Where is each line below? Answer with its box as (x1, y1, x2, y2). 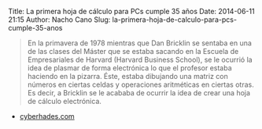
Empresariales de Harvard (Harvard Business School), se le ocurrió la (27, 55, 253, 64)
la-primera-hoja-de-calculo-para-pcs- (112, 15, 238, 24)
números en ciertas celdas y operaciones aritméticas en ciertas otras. (27, 80, 254, 89)
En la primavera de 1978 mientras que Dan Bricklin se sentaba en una (27, 38, 252, 48)
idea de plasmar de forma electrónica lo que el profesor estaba (27, 63, 232, 73)
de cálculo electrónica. (27, 97, 102, 106)
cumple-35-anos (8, 23, 63, 32)
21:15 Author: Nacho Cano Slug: (8, 15, 111, 24)
